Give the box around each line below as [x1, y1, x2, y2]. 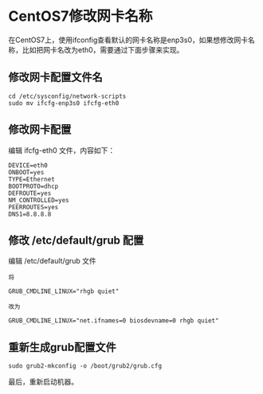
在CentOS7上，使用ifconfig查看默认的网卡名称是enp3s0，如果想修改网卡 [8, 35, 249, 45]
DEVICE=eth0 [8, 161, 48, 170]
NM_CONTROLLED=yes [8, 196, 69, 204]
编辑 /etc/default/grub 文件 [8, 256, 97, 266]
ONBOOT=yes [8, 168, 45, 176]
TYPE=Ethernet [8, 175, 56, 183]
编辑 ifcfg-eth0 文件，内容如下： [8, 145, 116, 155]
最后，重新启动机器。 [8, 377, 78, 387]
